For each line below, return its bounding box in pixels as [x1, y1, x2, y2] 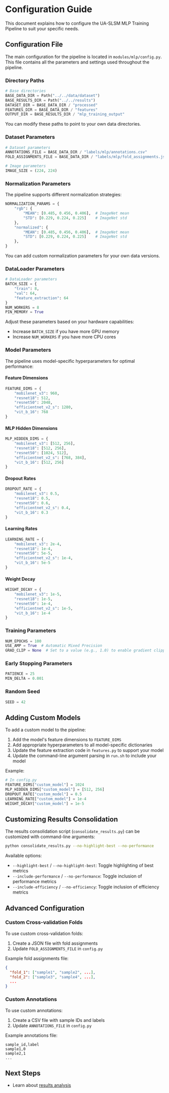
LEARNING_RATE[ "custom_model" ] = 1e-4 [5, 796, 87, 801]
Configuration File [5, 40, 63, 49]
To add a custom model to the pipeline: [5, 727, 87, 733]
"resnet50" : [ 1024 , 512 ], [14, 450, 69, 455]
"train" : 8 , [14, 286, 39, 291]
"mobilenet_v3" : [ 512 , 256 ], [14, 441, 75, 446]
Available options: [5, 853, 42, 859]
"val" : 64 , [14, 291, 37, 296]
